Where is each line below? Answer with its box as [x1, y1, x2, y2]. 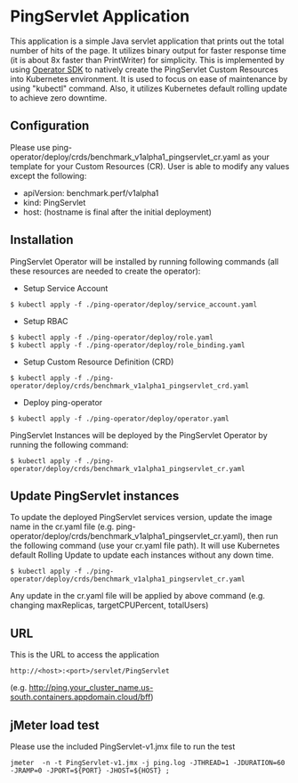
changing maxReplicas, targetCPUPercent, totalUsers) [10, 599, 209, 611]
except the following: [10, 170, 87, 181]
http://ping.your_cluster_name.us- [28, 682, 154, 693]
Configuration [10, 118, 90, 134]
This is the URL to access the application [10, 649, 159, 660]
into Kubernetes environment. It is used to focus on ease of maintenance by [10, 73, 288, 84]
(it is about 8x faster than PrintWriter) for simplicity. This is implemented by [10, 54, 285, 65]
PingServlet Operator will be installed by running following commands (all [10, 256, 279, 266]
